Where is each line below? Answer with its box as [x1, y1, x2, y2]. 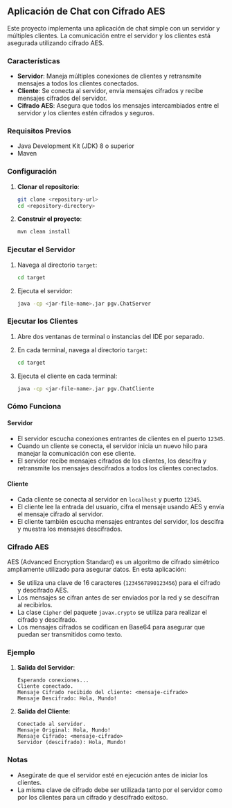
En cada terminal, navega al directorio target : [17, 345, 148, 354]
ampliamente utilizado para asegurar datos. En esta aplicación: [7, 566, 186, 574]
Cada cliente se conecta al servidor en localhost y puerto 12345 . [17, 495, 202, 503]
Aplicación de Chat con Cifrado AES [7, 6, 166, 17]
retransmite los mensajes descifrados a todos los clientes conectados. [17, 463, 219, 472]
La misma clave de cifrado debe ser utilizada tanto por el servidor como [17, 785, 223, 794]
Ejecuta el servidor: [17, 286, 73, 295]
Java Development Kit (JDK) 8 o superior [17, 142, 135, 150]
